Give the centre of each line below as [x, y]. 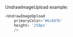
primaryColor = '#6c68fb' [38, 21]
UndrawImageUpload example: [36, 7]
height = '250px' [31, 25]
